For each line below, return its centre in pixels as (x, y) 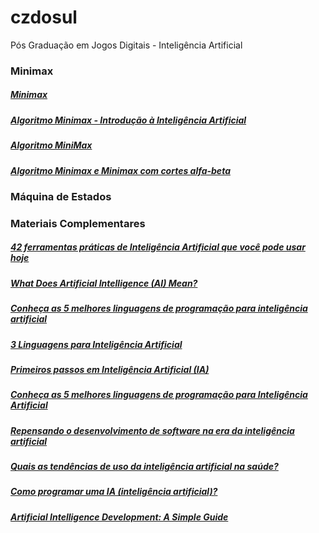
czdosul (44, 17)
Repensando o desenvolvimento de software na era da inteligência (152, 430)
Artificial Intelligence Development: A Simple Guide (119, 517)
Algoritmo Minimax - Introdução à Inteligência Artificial (128, 120)
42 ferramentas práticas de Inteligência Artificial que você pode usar (158, 247)
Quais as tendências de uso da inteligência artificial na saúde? (144, 467)
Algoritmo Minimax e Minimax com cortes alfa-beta (120, 170)
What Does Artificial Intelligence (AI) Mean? (104, 283)
